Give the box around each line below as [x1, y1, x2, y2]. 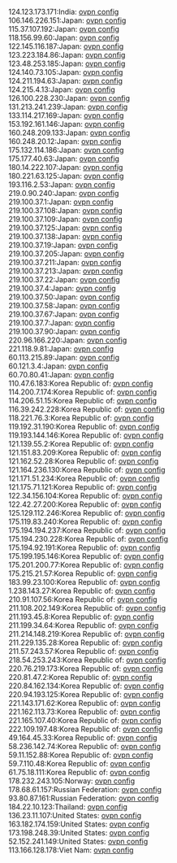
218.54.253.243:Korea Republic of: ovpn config [8, 655, 166, 665]
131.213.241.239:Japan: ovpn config [8, 102, 128, 111]
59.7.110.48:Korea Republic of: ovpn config [8, 759, 150, 768]
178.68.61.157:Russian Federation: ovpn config [8, 785, 162, 794]
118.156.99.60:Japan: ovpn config [8, 33, 120, 42]
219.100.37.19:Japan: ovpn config [8, 240, 119, 250]
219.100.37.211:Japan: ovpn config [8, 258, 122, 267]
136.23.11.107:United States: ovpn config [8, 811, 142, 820]
